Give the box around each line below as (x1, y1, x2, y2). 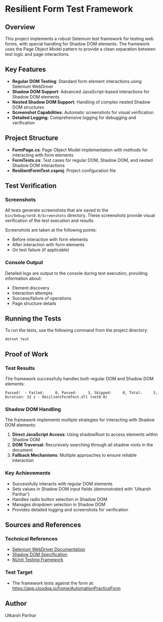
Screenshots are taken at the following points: (5, 227, 97, 233)
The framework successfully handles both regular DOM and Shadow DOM (5, 376, 154, 382)
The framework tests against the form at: (12, 580, 94, 586)
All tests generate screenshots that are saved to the (5, 207, 109, 213)
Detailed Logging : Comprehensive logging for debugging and (12, 115, 136, 120)
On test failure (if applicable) (12, 247, 70, 253)
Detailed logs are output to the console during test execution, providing (5, 270, 148, 276)
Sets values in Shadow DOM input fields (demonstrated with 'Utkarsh (12, 486, 151, 492)
